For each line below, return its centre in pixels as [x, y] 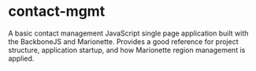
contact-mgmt [57, 11]
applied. [21, 58]
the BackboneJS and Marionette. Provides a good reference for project [123, 41]
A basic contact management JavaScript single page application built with [128, 33]
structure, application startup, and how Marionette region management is [127, 50]
